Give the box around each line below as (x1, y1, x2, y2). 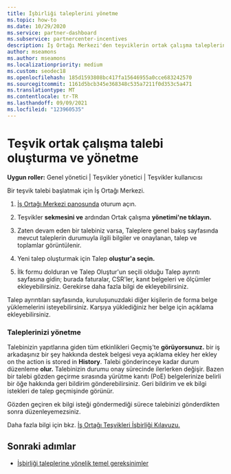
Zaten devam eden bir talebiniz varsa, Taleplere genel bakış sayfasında (16, 226, 219, 235)
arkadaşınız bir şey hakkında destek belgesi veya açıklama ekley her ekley (7, 350, 218, 358)
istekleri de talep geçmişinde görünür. (7, 387, 115, 395)
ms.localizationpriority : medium (7, 61, 103, 68)
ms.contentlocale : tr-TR (7, 94, 78, 100)
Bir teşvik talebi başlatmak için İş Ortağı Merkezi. (7, 186, 145, 195)
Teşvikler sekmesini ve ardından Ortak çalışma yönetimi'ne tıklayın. (16, 213, 212, 221)
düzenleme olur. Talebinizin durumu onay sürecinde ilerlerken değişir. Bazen (7, 365, 224, 373)
